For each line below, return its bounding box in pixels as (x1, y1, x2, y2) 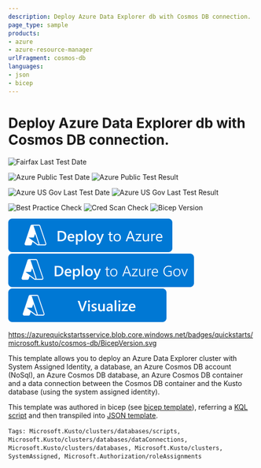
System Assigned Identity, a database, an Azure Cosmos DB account (8, 362, 232, 371)
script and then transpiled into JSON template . (8, 410, 159, 420)
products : (8, 29, 41, 37)
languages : (8, 63, 44, 71)
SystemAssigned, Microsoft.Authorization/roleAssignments (8, 452, 202, 460)
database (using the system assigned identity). (8, 387, 160, 396)
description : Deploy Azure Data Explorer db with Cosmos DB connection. (8, 13, 252, 20)
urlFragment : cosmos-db (8, 54, 86, 62)
